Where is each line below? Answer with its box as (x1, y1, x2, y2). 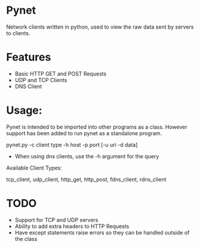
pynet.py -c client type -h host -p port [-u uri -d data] (6, 141, 138, 148)
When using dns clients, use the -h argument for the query (14, 152, 159, 160)
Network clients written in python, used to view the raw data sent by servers (6, 23, 194, 30)
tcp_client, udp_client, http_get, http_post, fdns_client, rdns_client (6, 176, 167, 183)
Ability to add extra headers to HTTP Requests (14, 223, 130, 230)
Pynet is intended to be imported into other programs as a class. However (6, 123, 187, 130)
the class (14, 235, 38, 242)
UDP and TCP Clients (14, 76, 67, 83)
